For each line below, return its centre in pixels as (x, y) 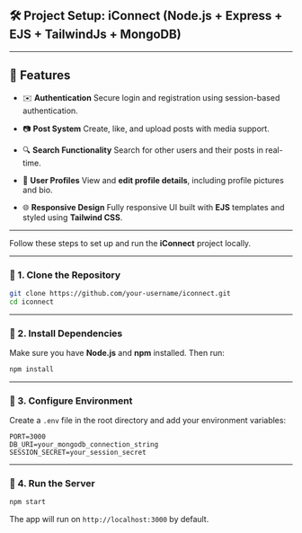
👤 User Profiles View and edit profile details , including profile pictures (153, 180)
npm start (28, 502)
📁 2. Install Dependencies (66, 333)
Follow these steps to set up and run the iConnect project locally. (130, 243)
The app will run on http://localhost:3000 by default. (109, 520)
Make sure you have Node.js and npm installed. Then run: (117, 352)
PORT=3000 (28, 437)
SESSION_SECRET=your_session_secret (78, 453)
